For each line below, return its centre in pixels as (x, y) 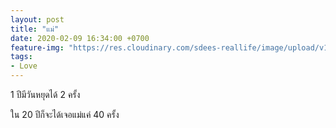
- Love (24, 66)
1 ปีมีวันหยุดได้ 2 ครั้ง (45, 94)
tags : (21, 57)
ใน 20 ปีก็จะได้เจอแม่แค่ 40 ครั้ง (65, 114)
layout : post (37, 19)
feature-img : (37, 47)
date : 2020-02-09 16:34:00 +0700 (80, 38)
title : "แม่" (35, 29)
